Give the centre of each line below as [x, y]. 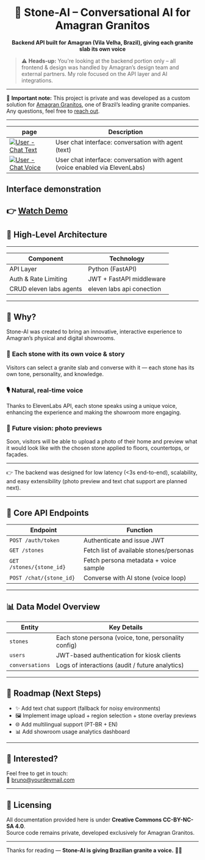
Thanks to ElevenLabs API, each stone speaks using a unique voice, [92, 405]
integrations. [37, 80]
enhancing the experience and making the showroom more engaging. [94, 412]
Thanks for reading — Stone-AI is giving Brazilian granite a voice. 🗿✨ [94, 850]
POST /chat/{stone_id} [42, 578]
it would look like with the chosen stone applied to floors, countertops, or [98, 448]
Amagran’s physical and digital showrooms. [61, 338]
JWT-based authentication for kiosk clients [118, 655]
